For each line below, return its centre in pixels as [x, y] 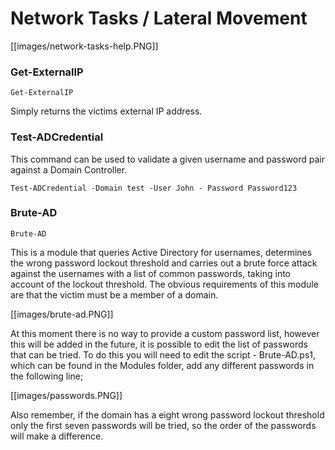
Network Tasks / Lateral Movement [159, 18]
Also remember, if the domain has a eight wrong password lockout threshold [167, 414]
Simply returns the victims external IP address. [106, 111]
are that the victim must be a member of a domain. [114, 294]
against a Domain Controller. [69, 169]
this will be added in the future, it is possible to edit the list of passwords [159, 344]
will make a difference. [57, 436]
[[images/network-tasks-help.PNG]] [84, 46]
